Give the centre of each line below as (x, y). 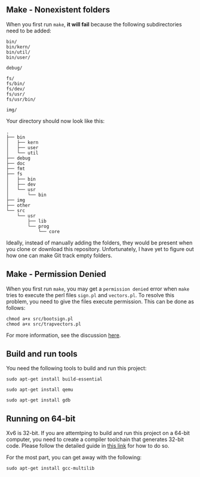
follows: (16, 307)
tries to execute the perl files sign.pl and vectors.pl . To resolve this (90, 295)
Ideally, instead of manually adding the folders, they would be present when (99, 243)
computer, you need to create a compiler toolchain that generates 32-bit (95, 439)
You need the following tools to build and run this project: (76, 369)
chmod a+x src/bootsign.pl (40, 319)
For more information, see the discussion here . (64, 335)
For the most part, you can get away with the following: (74, 457)
